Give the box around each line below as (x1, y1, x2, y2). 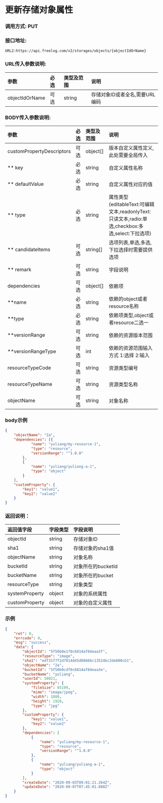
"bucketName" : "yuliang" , (22, 672, 75, 677)
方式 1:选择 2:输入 (109, 352, 150, 359)
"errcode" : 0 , (14, 636, 42, 640)
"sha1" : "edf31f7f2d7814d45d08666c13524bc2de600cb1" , (22, 658, 133, 663)
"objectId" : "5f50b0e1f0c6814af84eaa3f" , (22, 649, 108, 654)
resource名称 (109, 303, 139, 310)
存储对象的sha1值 (73, 545, 114, 552)
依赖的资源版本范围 (109, 332, 153, 339)
